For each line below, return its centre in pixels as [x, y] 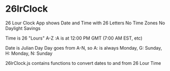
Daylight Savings [23, 28]
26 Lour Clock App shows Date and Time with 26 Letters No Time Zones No [85, 23]
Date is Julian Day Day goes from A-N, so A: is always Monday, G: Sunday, [84, 48]
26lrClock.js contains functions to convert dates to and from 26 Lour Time [83, 63]
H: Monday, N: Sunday [29, 53]
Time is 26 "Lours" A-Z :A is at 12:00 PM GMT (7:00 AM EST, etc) [74, 38]
